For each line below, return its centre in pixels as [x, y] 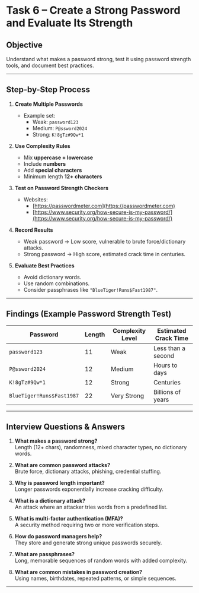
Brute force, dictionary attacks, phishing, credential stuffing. [88, 471]
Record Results [34, 230]
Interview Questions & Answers [66, 427]
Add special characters [53, 170]
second [164, 355]
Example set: [39, 115]
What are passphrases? [45, 554]
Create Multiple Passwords [49, 104]
